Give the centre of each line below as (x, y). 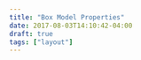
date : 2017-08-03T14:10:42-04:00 (71, 26)
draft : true (31, 34)
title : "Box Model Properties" (67, 17)
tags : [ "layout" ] (41, 42)
